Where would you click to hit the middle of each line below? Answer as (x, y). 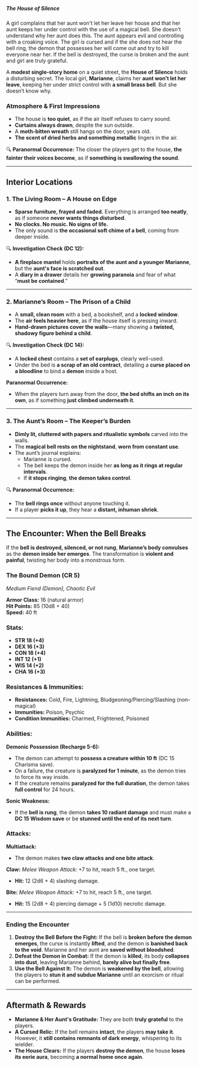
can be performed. (37, 981)
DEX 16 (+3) (29, 646)
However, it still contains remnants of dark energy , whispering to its (98, 1038)
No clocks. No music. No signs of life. (61, 224)
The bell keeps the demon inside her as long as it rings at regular (103, 465)
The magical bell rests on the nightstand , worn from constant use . (97, 446)
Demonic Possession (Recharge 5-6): (53, 747)
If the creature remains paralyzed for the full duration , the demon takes (102, 783)
